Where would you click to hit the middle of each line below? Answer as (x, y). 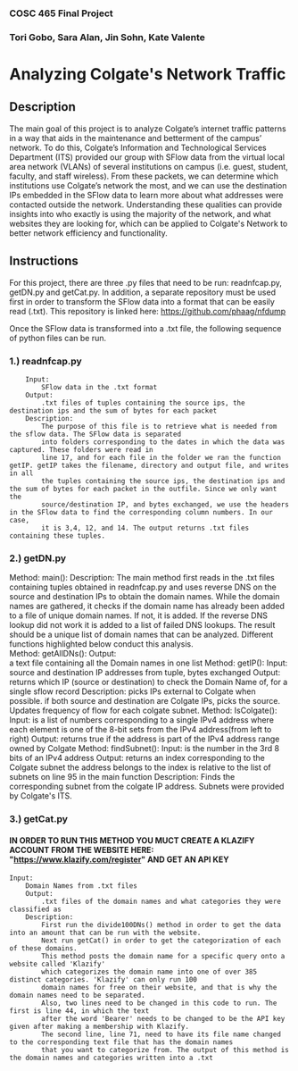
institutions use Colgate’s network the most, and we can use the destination (148, 185)
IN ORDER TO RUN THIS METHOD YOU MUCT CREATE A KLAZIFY (132, 840)
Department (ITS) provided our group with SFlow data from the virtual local (147, 157)
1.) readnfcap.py (46, 361)
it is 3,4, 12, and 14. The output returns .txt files (145, 528)
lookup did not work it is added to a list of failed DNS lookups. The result (142, 625)
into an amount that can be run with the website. (105, 933)
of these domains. (43, 949)
